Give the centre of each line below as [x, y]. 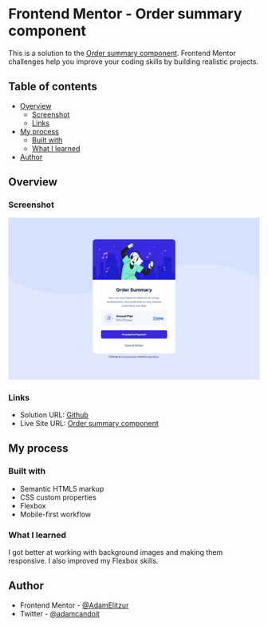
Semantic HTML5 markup [62, 488]
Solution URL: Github [54, 415]
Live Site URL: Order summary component [89, 424]
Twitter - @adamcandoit [59, 613]
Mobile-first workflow [55, 514]
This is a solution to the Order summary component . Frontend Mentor [122, 53]
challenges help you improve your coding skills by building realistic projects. [134, 62]
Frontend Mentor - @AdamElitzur [74, 605]
